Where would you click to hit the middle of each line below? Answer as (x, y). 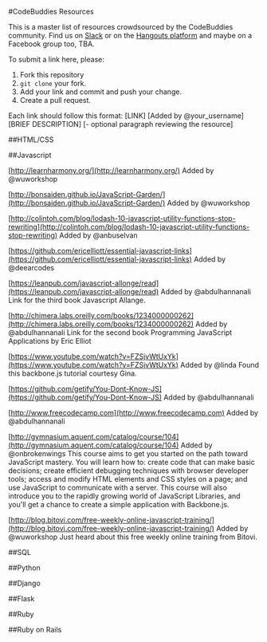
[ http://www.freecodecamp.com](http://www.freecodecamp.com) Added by (133, 413)
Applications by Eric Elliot (50, 341)
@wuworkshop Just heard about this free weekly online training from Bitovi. (133, 537)
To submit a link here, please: (57, 59)
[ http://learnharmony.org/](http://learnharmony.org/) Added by (111, 170)
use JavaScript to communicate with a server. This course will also (118, 487)
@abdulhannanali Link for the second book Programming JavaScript (120, 333)
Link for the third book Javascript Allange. (77, 300)
